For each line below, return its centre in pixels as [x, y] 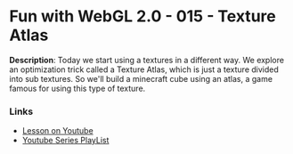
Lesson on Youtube [57, 131]
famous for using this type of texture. [77, 88]
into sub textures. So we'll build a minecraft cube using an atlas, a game [141, 78]
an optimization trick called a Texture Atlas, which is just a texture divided [144, 69]
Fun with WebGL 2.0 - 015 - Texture [142, 16]
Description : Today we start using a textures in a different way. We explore [147, 60]
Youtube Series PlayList [65, 141]
